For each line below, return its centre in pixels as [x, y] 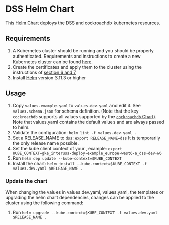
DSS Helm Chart [40, 9]
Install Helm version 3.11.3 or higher [49, 77]
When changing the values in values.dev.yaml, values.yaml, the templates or [84, 192]
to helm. [21, 127]
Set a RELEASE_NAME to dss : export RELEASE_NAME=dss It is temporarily [86, 138]
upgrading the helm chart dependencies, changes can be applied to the [80, 197]
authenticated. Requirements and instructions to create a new [76, 56]
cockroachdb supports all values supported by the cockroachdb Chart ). [84, 116]
